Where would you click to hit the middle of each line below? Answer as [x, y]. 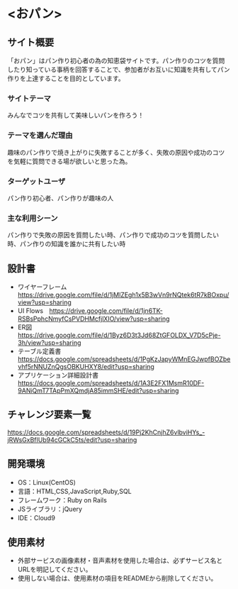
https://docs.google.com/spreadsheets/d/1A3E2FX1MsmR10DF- [111, 383]
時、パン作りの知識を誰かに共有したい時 [67, 244]
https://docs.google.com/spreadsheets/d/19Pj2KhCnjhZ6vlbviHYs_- [106, 432]
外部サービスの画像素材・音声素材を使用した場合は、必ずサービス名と [120, 561]
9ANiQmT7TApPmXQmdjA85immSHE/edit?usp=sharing [98, 391]
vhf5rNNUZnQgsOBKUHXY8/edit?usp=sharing [86, 367]
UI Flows [30, 311]
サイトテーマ [29, 98]
